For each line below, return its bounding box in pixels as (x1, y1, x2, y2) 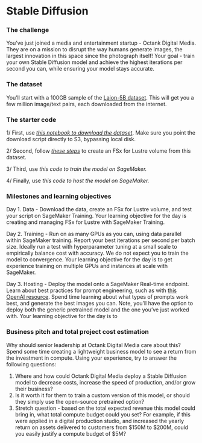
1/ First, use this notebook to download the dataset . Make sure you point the (6, 129, 196, 136)
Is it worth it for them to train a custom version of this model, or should (14, 391, 190, 399)
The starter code (6, 115, 57, 124)
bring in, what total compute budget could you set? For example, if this (14, 410, 191, 418)
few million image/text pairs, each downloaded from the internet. (6, 100, 167, 107)
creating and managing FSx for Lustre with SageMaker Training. (6, 218, 165, 226)
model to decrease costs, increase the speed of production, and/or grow (14, 378, 196, 386)
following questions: (6, 360, 57, 368)
